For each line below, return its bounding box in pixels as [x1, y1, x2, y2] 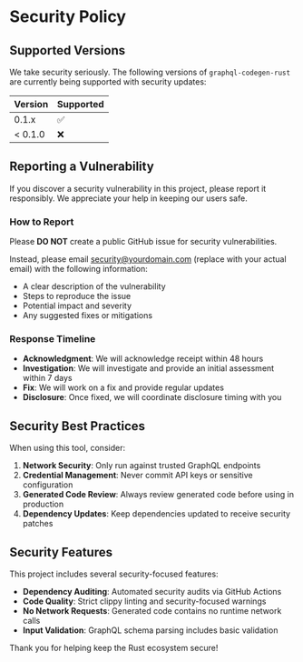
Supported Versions [9, 43, 125, 58]
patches [22, 518, 54, 529]
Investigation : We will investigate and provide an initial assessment [22, 363, 275, 374]
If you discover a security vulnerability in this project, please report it [9, 183, 267, 194]
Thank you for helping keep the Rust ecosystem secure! [9, 643, 219, 654]
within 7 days [22, 373, 73, 384]
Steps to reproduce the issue [22, 291, 132, 302]
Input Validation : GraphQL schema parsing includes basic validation [22, 625, 279, 636]
